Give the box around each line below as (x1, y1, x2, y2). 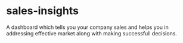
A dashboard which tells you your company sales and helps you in (6, 24, 169, 31)
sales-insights (6, 4, 79, 18)
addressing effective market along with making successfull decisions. (6, 29, 178, 37)
